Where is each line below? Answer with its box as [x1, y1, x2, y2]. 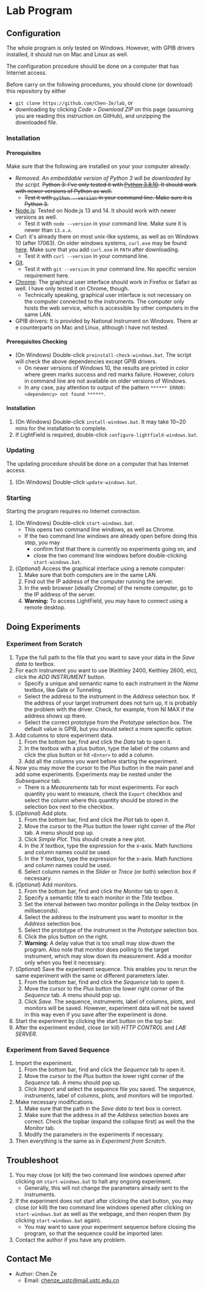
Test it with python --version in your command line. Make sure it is [24, 194, 192, 202]
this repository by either [6, 87, 67, 95]
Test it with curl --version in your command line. [24, 252, 149, 260]
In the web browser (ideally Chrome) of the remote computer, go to [24, 584, 193, 592]
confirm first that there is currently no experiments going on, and [33, 545, 196, 553]
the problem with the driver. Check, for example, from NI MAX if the [24, 705, 194, 713]
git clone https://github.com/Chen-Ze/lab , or [15, 99, 133, 106]
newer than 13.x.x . [24, 227, 73, 234]
